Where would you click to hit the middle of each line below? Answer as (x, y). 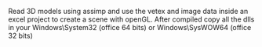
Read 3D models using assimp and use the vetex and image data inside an (128, 11)
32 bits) (21, 35)
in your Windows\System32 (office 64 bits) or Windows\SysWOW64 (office (130, 27)
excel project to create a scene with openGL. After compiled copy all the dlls (131, 19)
